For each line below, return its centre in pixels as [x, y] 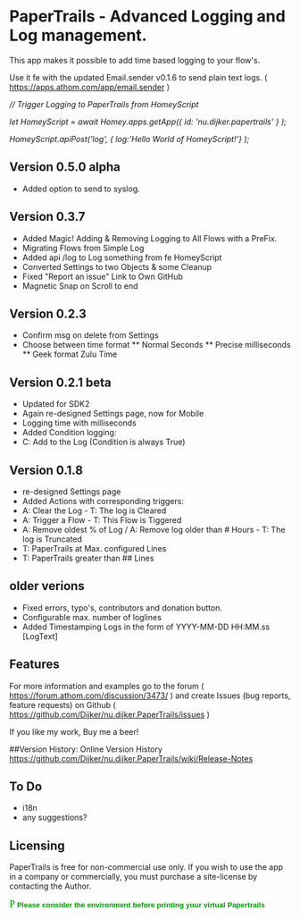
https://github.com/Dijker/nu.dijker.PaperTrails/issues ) [109, 714]
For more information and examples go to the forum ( [107, 686]
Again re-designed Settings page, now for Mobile [113, 414]
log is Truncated [52, 539]
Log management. [78, 35]
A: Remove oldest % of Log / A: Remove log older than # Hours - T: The [154, 530]
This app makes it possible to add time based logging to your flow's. [135, 60]
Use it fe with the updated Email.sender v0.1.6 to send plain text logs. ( [138, 77]
